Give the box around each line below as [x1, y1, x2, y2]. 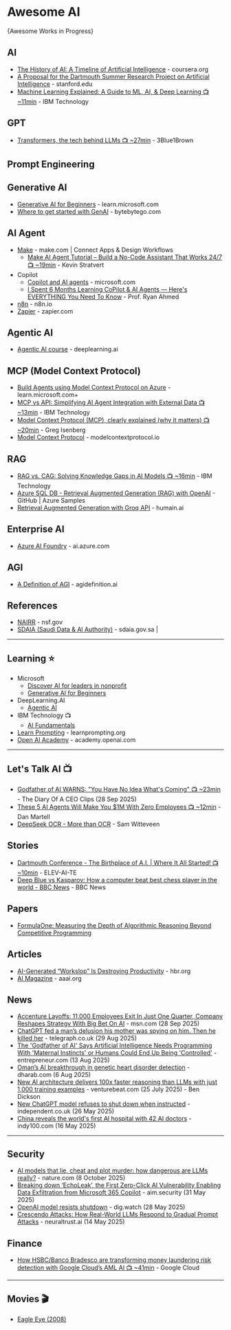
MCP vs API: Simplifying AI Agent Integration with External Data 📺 [16, 398, 205, 406]
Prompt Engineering [7, 158, 95, 170]
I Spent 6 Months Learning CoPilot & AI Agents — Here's [27, 285, 188, 293]
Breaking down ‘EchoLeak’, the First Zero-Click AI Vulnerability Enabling [16, 1181, 221, 1190]
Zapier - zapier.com [16, 307, 74, 315]
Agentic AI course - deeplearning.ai [16, 345, 118, 353]
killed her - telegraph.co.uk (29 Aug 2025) [16, 1034, 137, 1043]
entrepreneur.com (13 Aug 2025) [16, 1056, 110, 1065]
